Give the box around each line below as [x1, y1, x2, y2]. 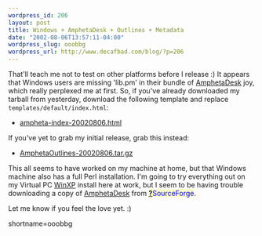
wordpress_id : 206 [8, 11, 68, 20]
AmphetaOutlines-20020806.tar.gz [19, 148, 133, 158]
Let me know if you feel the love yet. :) [8, 204, 132, 212]
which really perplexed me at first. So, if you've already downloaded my [8, 86, 241, 95]
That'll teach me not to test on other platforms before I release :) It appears [8, 70, 250, 78]
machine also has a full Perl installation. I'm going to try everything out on [8, 172, 246, 181]
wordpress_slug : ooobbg [8, 41, 86, 49]
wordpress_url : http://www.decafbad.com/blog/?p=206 [8, 48, 184, 56]
